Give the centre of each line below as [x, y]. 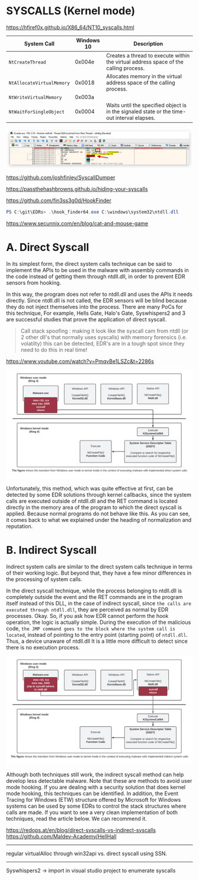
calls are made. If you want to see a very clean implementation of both [92, 812]
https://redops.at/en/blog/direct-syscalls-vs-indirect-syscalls [81, 830]
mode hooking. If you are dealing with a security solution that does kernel [96, 787]
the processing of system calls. [44, 579]
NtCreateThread [27, 62]
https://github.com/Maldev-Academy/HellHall [61, 836]
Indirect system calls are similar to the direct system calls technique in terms [99, 566]
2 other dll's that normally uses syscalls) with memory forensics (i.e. [104, 337]
